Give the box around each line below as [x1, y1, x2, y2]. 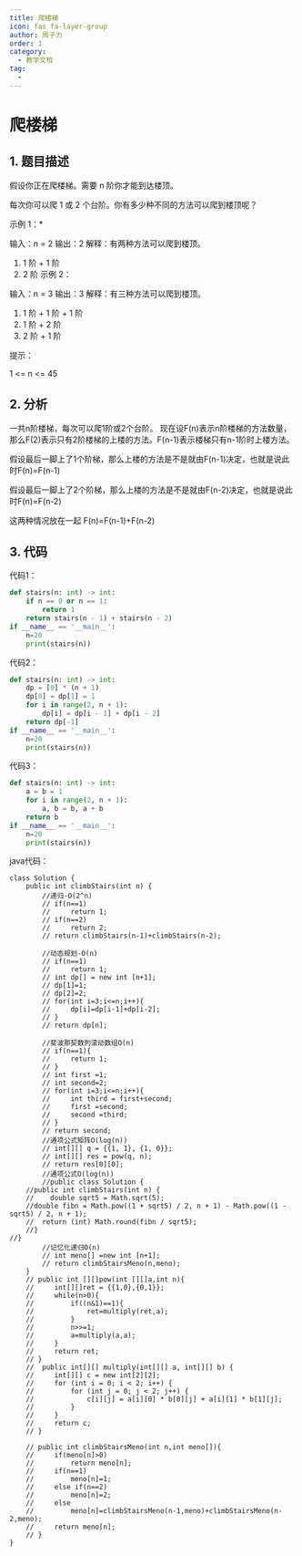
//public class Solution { [42, 1177, 145, 1187]
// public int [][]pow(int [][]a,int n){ [25, 1275, 185, 1284]
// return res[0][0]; [42, 1160, 125, 1169]
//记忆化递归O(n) [42, 1243, 101, 1252]
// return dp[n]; [42, 1021, 107, 1031]
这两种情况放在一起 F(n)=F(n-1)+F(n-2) [9, 514, 156, 525]
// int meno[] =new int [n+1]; [42, 1251, 161, 1260]
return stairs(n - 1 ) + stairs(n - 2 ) [25, 614, 173, 623]
